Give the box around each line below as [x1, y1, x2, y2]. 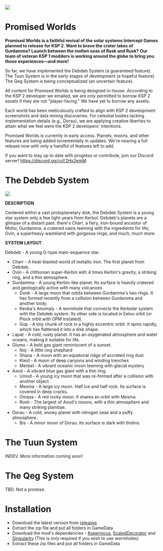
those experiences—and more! [5, 58, 69, 64]
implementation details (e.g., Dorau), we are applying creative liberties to [5, 118, 151, 124]
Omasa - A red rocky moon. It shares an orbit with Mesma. [19, 394, 137, 399]
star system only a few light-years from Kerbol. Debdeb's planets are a [5, 215, 147, 220]
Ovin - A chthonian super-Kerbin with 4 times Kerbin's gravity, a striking [12, 269, 157, 275]
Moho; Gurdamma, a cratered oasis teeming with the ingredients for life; [5, 225, 149, 231]
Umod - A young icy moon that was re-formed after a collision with [19, 373, 154, 379]
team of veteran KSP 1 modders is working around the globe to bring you [5, 53, 155, 59]
